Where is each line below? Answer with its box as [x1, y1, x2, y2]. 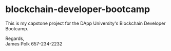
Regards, [5, 35, 25, 41]
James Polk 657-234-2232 [5, 40, 63, 46]
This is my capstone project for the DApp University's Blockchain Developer [5, 20, 166, 26]
